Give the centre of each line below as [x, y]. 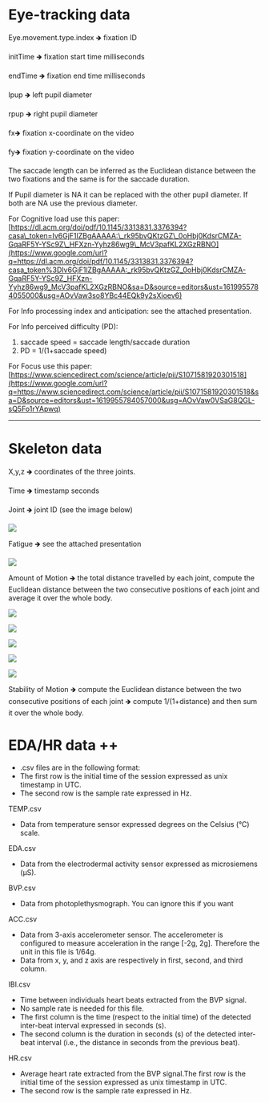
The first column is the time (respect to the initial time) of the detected [135, 1016]
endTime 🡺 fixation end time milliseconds [77, 75]
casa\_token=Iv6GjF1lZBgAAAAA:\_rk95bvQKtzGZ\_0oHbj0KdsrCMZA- [125, 235]
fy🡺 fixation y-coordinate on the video [71, 152]
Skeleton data [55, 449]
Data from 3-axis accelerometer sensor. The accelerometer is [121, 934]
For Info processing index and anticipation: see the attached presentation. [130, 311]
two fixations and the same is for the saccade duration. [99, 179]
